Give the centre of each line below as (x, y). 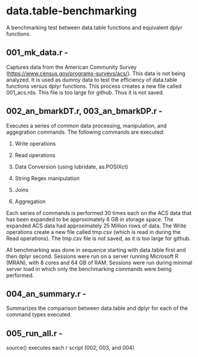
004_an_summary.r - (46, 294)
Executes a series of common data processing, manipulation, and (86, 125)
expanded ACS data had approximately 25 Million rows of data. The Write (96, 226)
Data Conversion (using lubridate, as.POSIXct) (71, 167)
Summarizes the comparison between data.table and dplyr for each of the (97, 308)
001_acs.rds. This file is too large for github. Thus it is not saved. (85, 92)
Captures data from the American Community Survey (72, 67)
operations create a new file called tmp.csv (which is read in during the (93, 232)
